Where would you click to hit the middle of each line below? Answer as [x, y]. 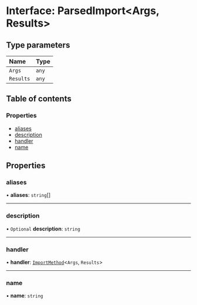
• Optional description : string [43, 229]
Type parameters [38, 45]
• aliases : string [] [28, 195]
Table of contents [39, 99]
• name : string [25, 296]
